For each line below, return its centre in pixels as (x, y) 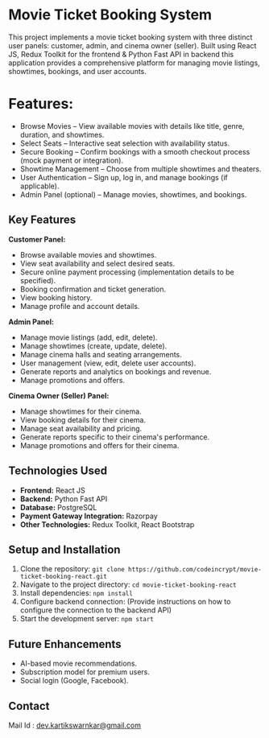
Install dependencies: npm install (76, 593)
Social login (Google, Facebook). (74, 681)
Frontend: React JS (53, 490)
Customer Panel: (37, 239)
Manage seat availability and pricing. (81, 428)
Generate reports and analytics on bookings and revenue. (116, 371)
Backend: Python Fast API (64, 499)
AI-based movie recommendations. (79, 664)
